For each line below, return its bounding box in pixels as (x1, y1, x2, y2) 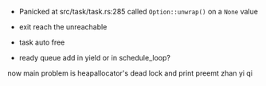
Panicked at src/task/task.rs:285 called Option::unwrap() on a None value (18, 7, 258, 16)
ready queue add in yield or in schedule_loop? (18, 53, 170, 62)
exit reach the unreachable (18, 22, 108, 31)
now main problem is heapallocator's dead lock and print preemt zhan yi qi (7, 68, 252, 78)
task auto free (18, 37, 65, 47)
